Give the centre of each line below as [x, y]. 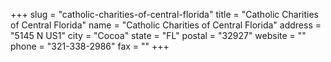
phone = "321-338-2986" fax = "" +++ [90, 46]
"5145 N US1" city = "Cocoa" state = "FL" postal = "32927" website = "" [158, 35]
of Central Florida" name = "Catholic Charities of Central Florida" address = [166, 25]
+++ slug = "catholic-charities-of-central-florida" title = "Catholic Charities [164, 14]
